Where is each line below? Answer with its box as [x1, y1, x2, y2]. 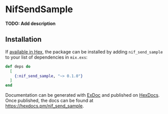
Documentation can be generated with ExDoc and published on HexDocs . [5, 92, 160, 98]
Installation [5, 35, 42, 44]
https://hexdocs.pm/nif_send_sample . [5, 103, 84, 109]
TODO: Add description [5, 20, 56, 26]
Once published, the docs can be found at [5, 98, 94, 104]
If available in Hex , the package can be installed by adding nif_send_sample [5, 48, 163, 54]
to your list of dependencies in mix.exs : [5, 54, 88, 60]
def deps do [5, 64, 31, 69]
